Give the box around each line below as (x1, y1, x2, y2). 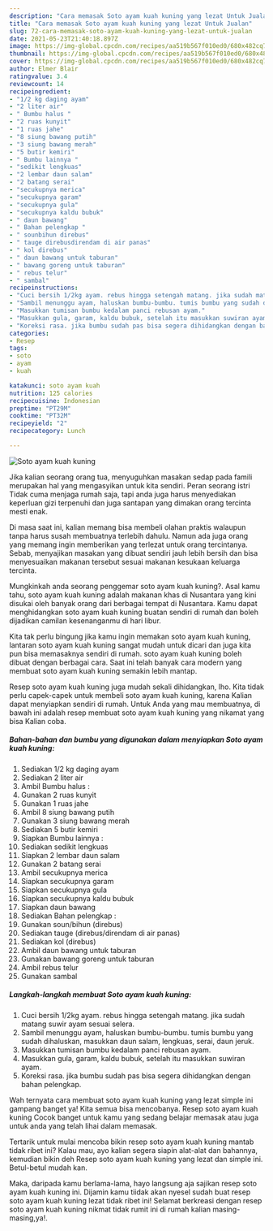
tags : (9, 345, 28, 353)
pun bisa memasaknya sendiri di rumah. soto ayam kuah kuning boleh (9, 648, 242, 658)
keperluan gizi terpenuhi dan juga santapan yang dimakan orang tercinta (9, 497, 252, 508)
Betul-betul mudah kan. (9, 1163, 87, 1172)
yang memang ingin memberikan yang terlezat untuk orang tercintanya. (9, 540, 248, 549)
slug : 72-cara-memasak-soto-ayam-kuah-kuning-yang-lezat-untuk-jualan (9, 27, 253, 35)
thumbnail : (9, 50, 46, 58)
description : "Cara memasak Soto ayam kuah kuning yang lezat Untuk (9, 11, 245, 20)
